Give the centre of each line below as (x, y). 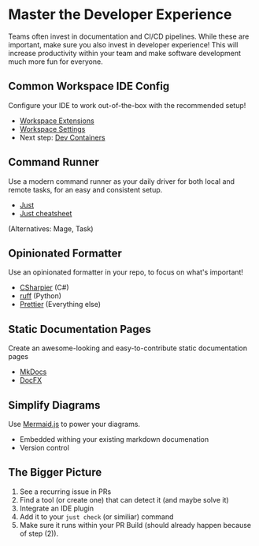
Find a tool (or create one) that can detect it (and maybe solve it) (124, 499)
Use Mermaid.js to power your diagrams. (74, 424)
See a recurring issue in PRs (65, 492)
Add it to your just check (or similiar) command (96, 516)
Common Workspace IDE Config (89, 86)
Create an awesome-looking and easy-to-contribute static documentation (128, 348)
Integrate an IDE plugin (57, 508)
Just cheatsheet (46, 213)
